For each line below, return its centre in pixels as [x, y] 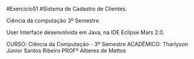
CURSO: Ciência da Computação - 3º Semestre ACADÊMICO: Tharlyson [97, 44]
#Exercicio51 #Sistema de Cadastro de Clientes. [67, 9]
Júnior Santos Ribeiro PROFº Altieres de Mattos [66, 50]
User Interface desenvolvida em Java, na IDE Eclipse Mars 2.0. [85, 32]
